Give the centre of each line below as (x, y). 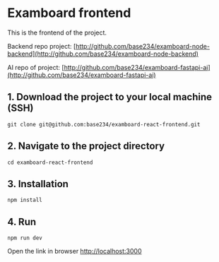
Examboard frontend (69, 13)
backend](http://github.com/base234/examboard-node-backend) (103, 54)
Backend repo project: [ (42, 46)
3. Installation (38, 184)
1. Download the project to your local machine (110, 97)
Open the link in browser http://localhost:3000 (75, 251)
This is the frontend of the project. (57, 32)
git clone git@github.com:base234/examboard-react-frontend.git (104, 124)
